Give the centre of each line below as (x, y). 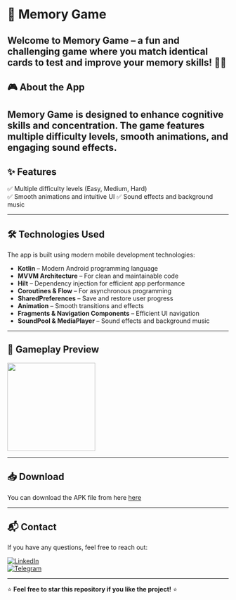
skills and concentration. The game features (106, 126)
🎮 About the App (46, 87)
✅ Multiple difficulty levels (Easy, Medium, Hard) (77, 189)
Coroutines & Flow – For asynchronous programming (94, 290)
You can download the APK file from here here (74, 497)
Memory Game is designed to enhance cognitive (116, 115)
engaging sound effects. (62, 148)
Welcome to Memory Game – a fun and (93, 41)
